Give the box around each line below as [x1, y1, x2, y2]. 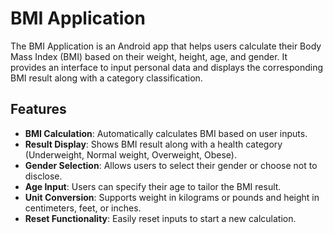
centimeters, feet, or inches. [24, 202, 142, 214]
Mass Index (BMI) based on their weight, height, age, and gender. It [10, 50, 288, 62]
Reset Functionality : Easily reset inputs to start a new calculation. [24, 212, 297, 224]
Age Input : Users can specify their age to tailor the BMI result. [24, 180, 282, 192]
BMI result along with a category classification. [10, 72, 203, 84]
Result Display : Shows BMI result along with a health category [24, 138, 283, 150]
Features [10, 101, 67, 118]
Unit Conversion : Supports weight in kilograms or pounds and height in [24, 191, 320, 203]
